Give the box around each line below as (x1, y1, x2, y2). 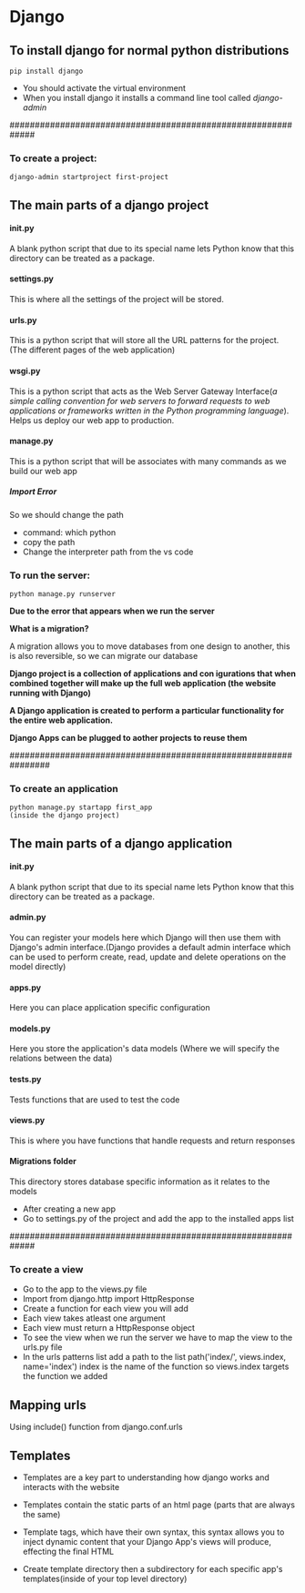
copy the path (22, 536, 76, 547)
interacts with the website (22, 1482, 120, 1492)
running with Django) (9, 687, 91, 698)
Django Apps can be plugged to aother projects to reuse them (9, 732, 248, 743)
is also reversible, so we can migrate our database (9, 650, 198, 661)
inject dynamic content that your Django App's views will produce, (22, 1537, 271, 1547)
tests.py (9, 1074, 42, 1085)
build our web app (9, 465, 77, 476)
